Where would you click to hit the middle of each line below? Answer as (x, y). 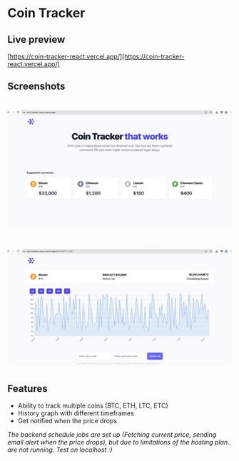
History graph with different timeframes (76, 413)
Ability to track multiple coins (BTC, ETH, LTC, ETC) (93, 406)
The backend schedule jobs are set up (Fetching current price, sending (112, 435)
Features (27, 389)
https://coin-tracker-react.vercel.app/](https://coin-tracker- (97, 56)
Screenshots (36, 87)
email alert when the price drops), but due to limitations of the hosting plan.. (119, 442)
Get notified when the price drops (67, 421)
